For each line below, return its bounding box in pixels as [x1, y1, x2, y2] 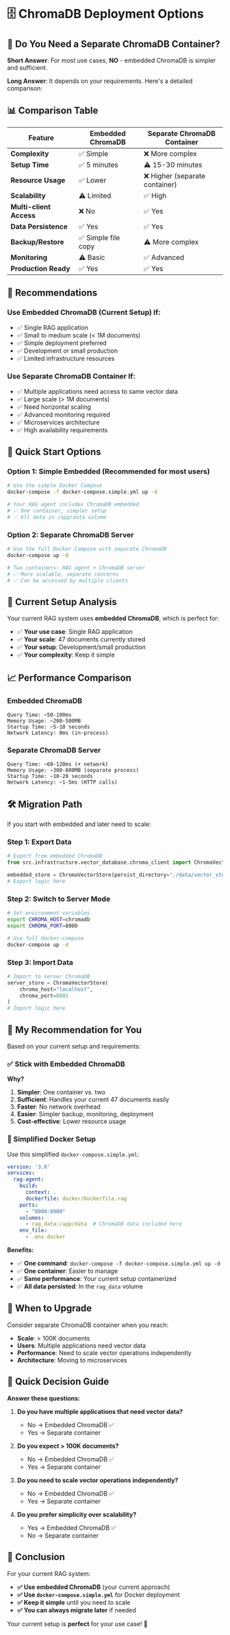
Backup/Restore [10, 237, 64, 246]
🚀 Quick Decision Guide [7, 1376, 110, 1387]
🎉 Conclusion [7, 1551, 65, 1563]
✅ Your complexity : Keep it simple [16, 650, 115, 659]
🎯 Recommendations [7, 287, 98, 299]
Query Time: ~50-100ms [7, 711, 72, 718]
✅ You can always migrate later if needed [16, 1605, 137, 1614]
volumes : [19, 1214, 44, 1221]
